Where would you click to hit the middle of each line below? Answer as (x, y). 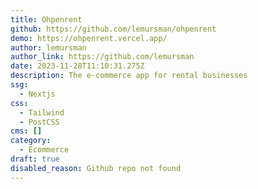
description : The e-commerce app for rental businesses (129, 76)
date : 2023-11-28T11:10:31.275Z (77, 66)
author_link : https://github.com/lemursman (102, 57)
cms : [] (26, 131)
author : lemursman (48, 47)
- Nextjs (37, 94)
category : (31, 141)
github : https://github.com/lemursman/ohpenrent (113, 29)
